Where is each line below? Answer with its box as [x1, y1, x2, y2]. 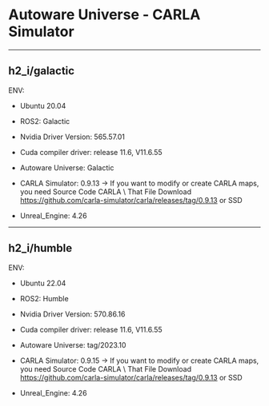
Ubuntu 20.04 [19, 101, 66, 110]
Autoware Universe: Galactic [19, 162, 114, 173]
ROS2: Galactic [19, 116, 70, 125]
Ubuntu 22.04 [19, 278, 66, 288]
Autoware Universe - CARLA [8, 6, 201, 24]
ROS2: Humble [19, 293, 70, 303]
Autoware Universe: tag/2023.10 [19, 340, 126, 349]
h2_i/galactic [8, 64, 74, 78]
